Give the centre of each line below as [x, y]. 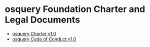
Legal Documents [43, 20]
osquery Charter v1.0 [34, 33]
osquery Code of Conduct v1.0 [44, 39]
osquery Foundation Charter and [75, 9]
